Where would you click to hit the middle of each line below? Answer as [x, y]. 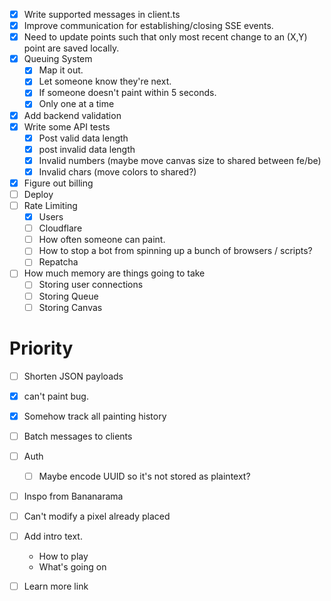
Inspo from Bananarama [73, 496]
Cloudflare [60, 228]
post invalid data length [87, 149]
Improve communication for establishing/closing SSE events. [148, 26]
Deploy [38, 194]
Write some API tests [67, 126]
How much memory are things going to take [114, 273]
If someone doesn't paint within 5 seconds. [127, 93]
